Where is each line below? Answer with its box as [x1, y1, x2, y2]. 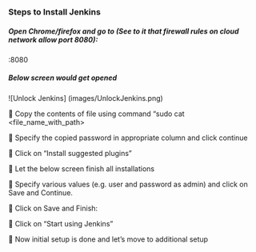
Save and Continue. [8, 187, 74, 198]
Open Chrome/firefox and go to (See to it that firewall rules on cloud [8, 26, 239, 36]
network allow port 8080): [8, 34, 98, 44]
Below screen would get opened [8, 73, 118, 82]
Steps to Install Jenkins [8, 6, 102, 18]
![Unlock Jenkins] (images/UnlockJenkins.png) [8, 93, 164, 102]
